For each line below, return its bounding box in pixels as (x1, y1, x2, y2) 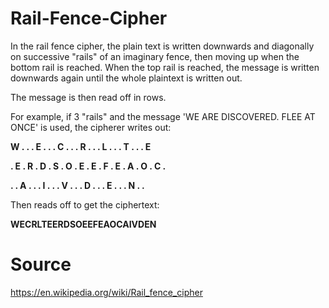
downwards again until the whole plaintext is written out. (10, 72, 243, 84)
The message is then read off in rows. (10, 91, 167, 103)
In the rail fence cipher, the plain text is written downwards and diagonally (10, 40, 315, 52)
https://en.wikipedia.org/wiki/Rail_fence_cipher (10, 286, 203, 298)
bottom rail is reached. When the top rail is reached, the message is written (10, 61, 320, 73)
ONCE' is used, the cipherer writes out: (10, 121, 172, 133)
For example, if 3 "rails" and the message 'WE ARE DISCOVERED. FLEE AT (10, 110, 316, 122)
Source (10, 253, 72, 276)
